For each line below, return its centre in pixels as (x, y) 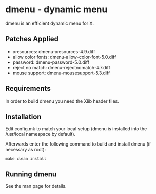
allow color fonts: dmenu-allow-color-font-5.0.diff (64, 57)
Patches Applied (32, 39)
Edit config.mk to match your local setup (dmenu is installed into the (76, 129)
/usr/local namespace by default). (41, 134)
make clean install (26, 159)
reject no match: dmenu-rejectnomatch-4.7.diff (61, 67)
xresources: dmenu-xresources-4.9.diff (54, 51)
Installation (23, 116)
